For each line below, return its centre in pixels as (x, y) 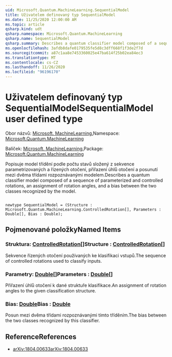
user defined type (44, 119)
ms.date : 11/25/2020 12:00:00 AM (41, 19)
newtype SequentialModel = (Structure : (49, 205)
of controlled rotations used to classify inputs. (54, 261)
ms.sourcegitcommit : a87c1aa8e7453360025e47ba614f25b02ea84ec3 (74, 53)
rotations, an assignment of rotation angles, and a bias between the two (81, 185)
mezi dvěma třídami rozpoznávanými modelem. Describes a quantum (78, 175)
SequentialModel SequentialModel (79, 108)
